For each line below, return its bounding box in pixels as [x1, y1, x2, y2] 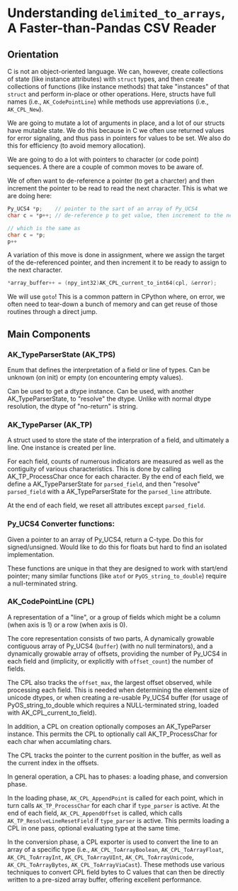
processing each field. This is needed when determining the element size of [7, 686, 229, 694]
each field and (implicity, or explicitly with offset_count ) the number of [7, 657, 214, 665]
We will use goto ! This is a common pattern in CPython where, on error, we [7, 293, 225, 301]
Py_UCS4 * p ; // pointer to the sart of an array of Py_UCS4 [7, 205, 198, 212]
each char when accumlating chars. [7, 737, 112, 745]
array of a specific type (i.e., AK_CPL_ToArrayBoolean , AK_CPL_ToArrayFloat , [7, 845, 224, 853]
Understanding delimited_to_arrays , [7, 5, 225, 21]
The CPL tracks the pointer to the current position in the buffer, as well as [7, 751, 222, 760]
